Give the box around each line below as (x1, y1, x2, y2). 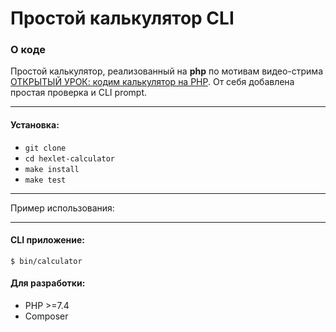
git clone (24, 143, 67, 153)
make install (24, 164, 80, 174)
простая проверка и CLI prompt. (10, 87, 148, 99)
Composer (24, 310, 69, 322)
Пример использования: (10, 202, 115, 214)
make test (24, 175, 67, 185)
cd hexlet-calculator (24, 153, 115, 164)
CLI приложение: (10, 234, 85, 246)
